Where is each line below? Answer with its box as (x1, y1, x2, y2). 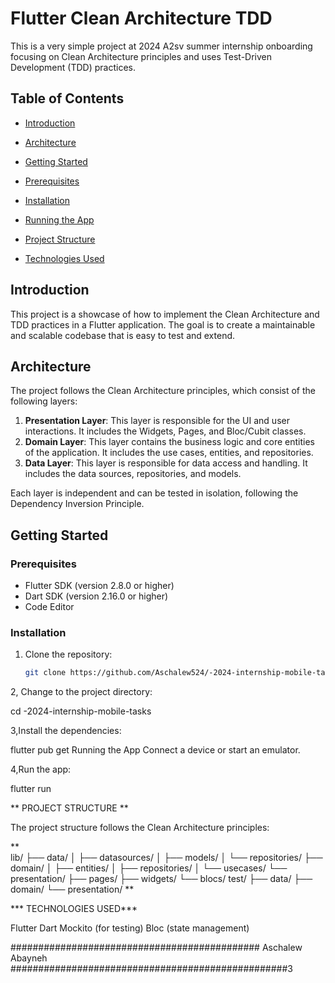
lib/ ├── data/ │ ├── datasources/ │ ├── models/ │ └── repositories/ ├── (10, 852, 323, 864)
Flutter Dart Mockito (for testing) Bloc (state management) (10, 922, 250, 934)
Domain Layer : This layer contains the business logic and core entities (24, 436, 315, 448)
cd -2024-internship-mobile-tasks (10, 705, 152, 717)
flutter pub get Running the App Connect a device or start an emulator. (10, 744, 301, 756)
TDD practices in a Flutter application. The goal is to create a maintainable (10, 318, 316, 331)
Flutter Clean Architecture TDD (10, 7, 273, 30)
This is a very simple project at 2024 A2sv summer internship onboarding (10, 40, 313, 52)
